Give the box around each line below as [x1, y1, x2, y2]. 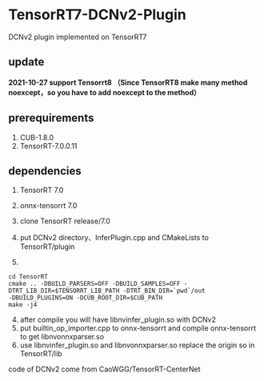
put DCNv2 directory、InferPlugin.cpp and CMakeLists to [19, 233, 210, 243]
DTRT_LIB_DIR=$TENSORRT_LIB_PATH [8, 287, 120, 295]
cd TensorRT [8, 273, 48, 281]
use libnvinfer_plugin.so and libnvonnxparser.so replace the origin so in [19, 340, 255, 350]
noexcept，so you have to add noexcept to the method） [8, 87, 202, 97]
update [8, 55, 45, 69]
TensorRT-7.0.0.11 [19, 141, 78, 150]
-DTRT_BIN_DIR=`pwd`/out [122, 287, 206, 295]
